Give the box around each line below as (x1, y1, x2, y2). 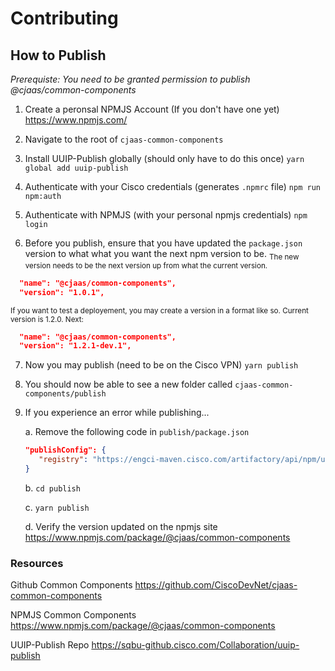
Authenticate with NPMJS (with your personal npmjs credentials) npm (24, 209, 308, 221)
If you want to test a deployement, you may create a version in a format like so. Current (10, 305, 309, 316)
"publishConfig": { (24, 445, 107, 456)
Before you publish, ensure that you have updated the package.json (24, 237, 303, 249)
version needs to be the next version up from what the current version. (24, 260, 268, 271)
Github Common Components (10, 579, 133, 591)
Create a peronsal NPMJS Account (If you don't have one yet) (24, 103, 280, 115)
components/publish (24, 389, 107, 399)
